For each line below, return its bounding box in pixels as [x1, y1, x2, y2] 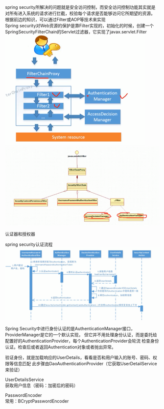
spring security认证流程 [5, 241, 53, 247]
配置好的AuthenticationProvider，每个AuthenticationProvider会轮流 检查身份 [5, 338, 159, 344]
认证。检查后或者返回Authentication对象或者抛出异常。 [5, 344, 116, 350]
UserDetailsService [5, 377, 44, 382]
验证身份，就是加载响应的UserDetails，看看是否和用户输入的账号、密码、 [5, 354, 153, 360]
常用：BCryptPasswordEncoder [5, 398, 69, 404]
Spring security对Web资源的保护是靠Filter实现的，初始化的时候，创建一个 [5, 23, 154, 29]
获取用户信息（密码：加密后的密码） [5, 382, 78, 388]
